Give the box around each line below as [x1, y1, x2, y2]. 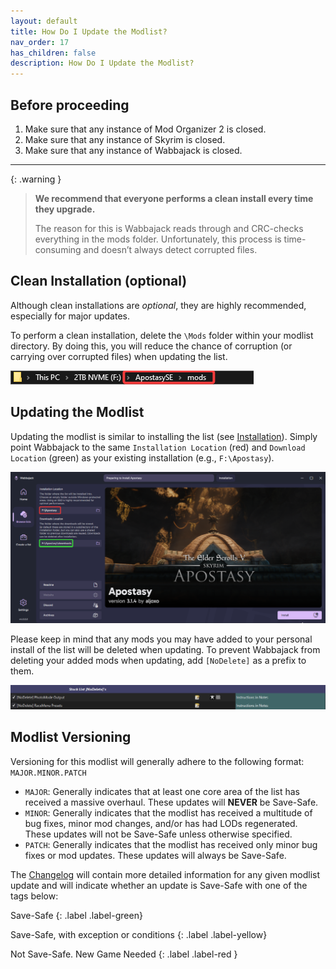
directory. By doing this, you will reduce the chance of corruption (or [10, 340, 293, 352]
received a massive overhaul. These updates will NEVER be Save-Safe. [24, 796, 319, 808]
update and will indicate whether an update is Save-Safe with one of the [10, 879, 308, 891]
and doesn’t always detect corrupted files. [83, 243, 258, 255]
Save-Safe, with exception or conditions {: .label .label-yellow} [10, 928, 268, 940]
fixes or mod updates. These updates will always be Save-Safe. [24, 849, 287, 861]
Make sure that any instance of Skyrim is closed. [24, 133, 226, 145]
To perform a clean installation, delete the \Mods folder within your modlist [10, 329, 314, 341]
